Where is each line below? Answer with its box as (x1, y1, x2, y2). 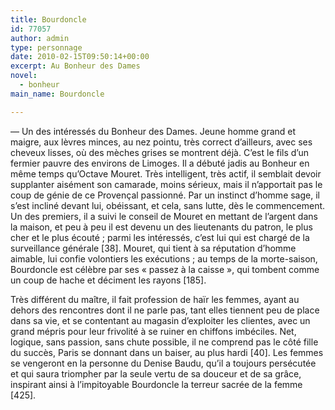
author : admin (10, 33, 70, 43)
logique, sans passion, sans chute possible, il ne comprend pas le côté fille (10, 336, 319, 348)
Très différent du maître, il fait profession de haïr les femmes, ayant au (10, 293, 300, 305)
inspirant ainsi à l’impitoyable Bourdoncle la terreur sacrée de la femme (10, 378, 303, 390)
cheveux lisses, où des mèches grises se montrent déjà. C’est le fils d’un (10, 146, 310, 158)
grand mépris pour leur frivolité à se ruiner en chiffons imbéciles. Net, (10, 325, 297, 337)
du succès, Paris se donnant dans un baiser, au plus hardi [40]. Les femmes (10, 346, 324, 358)
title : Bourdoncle (10, 14, 87, 25)
